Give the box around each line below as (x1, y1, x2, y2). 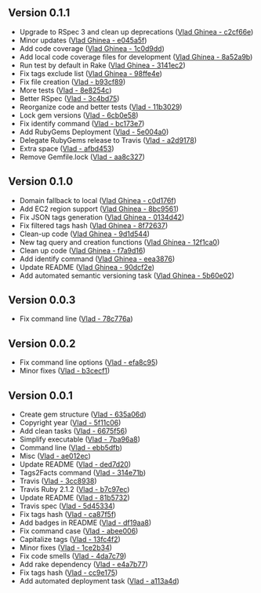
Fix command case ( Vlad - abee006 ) (19, 526, 139, 536)
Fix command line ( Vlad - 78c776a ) (19, 314, 133, 324)
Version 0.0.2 (8, 337, 76, 350)
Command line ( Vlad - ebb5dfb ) (19, 443, 123, 453)
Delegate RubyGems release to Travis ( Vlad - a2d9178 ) (19, 135, 198, 144)
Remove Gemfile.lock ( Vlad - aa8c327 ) (19, 152, 145, 162)
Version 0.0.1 (8, 388, 73, 402)
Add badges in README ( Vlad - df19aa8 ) (19, 518, 152, 528)
